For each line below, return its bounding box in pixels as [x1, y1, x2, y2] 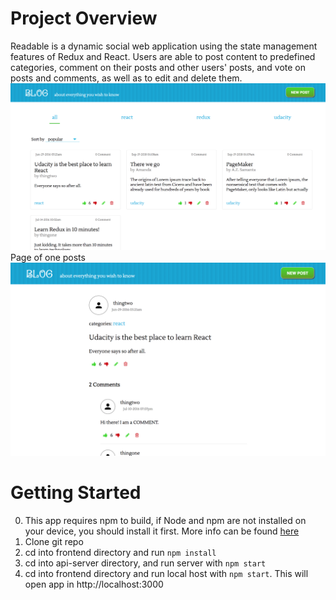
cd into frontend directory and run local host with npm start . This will [24, 568, 309, 580]
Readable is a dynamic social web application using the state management [10, 40, 318, 52]
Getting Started [10, 482, 142, 504]
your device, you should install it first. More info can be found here [24, 525, 300, 537]
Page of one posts [10, 252, 86, 264]
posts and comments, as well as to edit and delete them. [10, 72, 243, 84]
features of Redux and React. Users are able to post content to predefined [10, 50, 316, 62]
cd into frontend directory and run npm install [24, 547, 217, 559]
